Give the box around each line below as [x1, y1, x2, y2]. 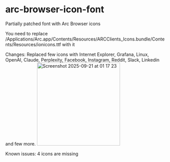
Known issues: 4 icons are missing [5, 150, 78, 157]
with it [62, 41, 75, 47]
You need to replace [5, 30, 48, 36]
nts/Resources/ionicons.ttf [5, 41, 61, 47]
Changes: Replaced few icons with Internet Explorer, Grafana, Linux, [5, 51, 150, 57]
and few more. [5, 140, 36, 147]
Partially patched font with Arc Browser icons [5, 21, 101, 27]
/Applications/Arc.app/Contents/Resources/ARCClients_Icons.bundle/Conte [5, 36, 165, 42]
